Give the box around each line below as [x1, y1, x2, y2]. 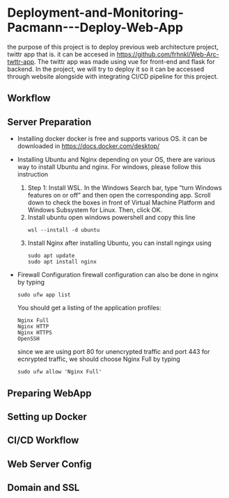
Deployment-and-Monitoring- [7, 5, 184, 21]
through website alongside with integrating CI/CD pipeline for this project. [7, 72, 219, 81]
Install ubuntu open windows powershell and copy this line [27, 214, 196, 222]
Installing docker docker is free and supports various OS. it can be [17, 134, 207, 143]
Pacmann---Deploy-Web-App [7, 19, 183, 35]
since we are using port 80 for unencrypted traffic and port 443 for [17, 348, 210, 356]
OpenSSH [17, 335, 40, 342]
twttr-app [7, 57, 35, 65]
